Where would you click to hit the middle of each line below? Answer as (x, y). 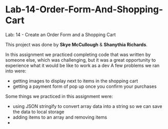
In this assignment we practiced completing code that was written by (78, 54)
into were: (16, 71)
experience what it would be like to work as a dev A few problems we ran (82, 65)
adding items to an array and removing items (60, 117)
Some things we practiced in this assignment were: (59, 96)
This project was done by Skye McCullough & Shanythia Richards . (76, 44)
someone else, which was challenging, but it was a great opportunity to (81, 60)
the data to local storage (38, 112)
